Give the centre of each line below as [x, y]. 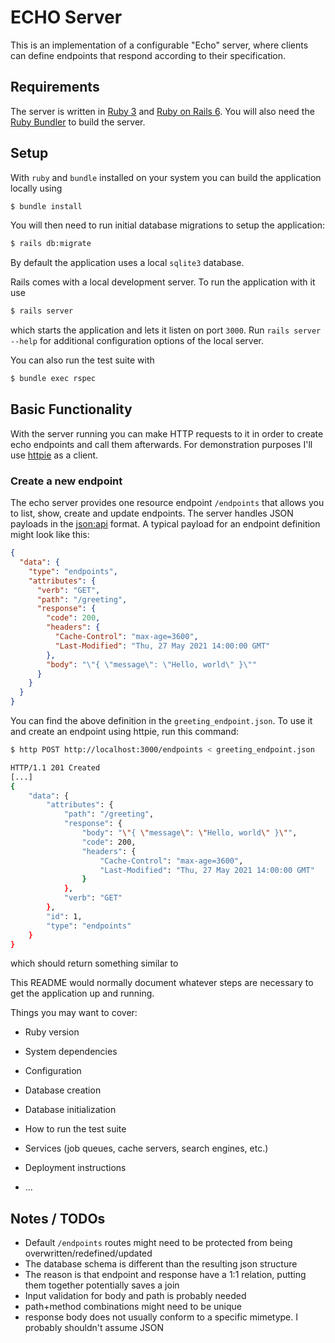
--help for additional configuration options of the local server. [137, 341]
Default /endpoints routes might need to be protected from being [158, 1243]
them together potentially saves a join [102, 1285]
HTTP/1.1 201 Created [55, 767]
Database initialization [70, 1110]
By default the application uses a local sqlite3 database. [127, 263]
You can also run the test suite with [82, 360]
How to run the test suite [75, 1129]
